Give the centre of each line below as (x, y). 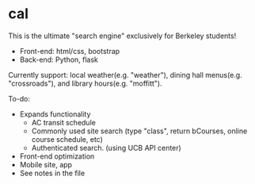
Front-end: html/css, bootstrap (70, 51)
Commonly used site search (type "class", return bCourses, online (139, 131)
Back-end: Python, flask (59, 59)
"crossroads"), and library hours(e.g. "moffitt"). (85, 83)
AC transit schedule (64, 122)
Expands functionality (55, 114)
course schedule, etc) (67, 139)
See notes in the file (52, 173)
